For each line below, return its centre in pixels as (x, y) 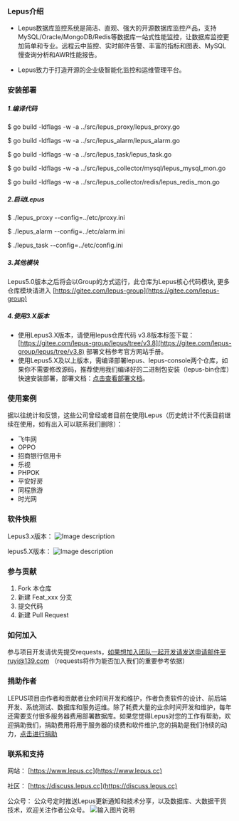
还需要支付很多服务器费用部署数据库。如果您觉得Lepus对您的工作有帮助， (116, 716)
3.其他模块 (23, 262)
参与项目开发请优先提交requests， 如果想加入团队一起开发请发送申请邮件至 (117, 652)
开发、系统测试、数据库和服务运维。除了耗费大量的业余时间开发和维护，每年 (119, 707)
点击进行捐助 (39, 733)
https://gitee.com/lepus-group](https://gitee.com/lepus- (137, 291)
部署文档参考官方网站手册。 (127, 352)
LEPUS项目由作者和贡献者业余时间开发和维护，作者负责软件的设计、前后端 (117, 698)
